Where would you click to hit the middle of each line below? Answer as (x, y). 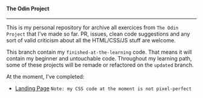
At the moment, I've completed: (45, 77)
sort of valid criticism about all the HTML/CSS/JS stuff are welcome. (91, 41)
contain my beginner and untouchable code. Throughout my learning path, (99, 59)
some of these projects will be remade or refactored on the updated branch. (100, 65)
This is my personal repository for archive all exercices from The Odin (92, 28)
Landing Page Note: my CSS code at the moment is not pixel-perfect (103, 88)
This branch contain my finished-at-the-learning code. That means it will (99, 52)
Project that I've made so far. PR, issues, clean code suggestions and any (98, 34)
